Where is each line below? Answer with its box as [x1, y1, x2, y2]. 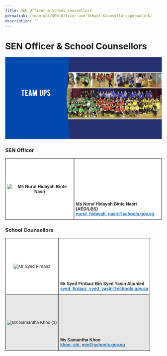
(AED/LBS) [76, 206, 98, 212]
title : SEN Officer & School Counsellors [5, 8, 92, 13]
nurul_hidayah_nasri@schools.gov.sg [76, 211, 154, 216]
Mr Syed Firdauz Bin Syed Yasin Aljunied [60, 281, 145, 286]
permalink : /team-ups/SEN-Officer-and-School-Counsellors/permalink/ [5, 13, 153, 18]
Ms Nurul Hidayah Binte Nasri [76, 201, 137, 207]
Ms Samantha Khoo [60, 337, 101, 343]
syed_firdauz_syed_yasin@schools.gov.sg [60, 286, 149, 291]
